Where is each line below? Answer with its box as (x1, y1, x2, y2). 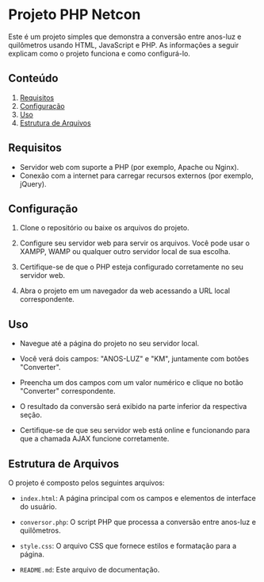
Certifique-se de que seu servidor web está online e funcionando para (19, 426, 251, 435)
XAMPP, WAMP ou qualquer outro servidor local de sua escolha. (19, 247, 231, 256)
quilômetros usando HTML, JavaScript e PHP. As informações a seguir (8, 40, 239, 49)
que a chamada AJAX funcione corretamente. (19, 434, 170, 444)
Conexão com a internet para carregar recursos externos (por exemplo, (19, 171, 254, 180)
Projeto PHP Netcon (8, 6, 141, 24)
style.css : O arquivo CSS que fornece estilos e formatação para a (19, 542, 237, 550)
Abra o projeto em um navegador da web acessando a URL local (19, 286, 231, 295)
